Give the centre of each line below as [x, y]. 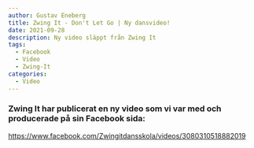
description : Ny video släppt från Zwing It [82, 37]
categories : [28, 74]
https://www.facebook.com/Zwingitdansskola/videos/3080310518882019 [127, 135]
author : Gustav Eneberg [47, 15]
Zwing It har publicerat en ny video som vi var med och [115, 109]
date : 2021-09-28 [37, 30]
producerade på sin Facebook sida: [77, 119]
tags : [17, 45]
